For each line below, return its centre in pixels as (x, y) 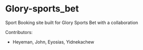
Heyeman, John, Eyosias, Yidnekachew (53, 42)
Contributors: (19, 32)
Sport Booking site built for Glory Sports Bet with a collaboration (72, 22)
